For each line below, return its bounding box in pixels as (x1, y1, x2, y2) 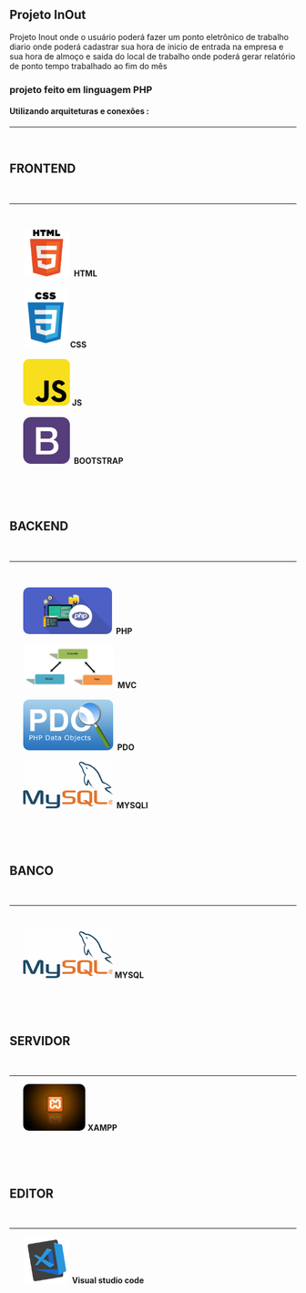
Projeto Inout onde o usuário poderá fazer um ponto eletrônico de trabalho (9, 31, 290, 42)
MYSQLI (116, 799, 148, 810)
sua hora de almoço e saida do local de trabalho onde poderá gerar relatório (9, 50, 296, 62)
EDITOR (9, 1185, 55, 1201)
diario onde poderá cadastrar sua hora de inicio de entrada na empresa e (9, 41, 284, 52)
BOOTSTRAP (74, 455, 124, 466)
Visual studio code (71, 1275, 144, 1286)
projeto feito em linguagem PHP (9, 83, 153, 96)
